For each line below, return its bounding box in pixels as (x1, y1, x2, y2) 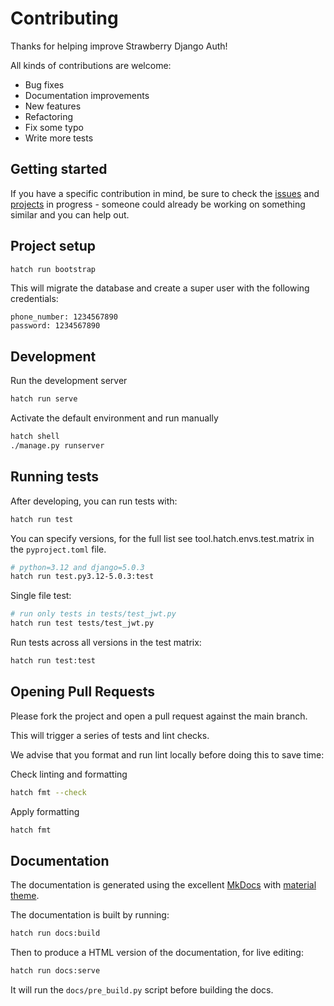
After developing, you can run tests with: (10, 495, 178, 507)
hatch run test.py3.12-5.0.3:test (10, 572, 155, 582)
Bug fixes (24, 78, 65, 91)
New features (24, 100, 82, 112)
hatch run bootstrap (10, 264, 97, 274)
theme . (10, 890, 40, 902)
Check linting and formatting (10, 768, 128, 780)
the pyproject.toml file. (10, 543, 107, 555)
